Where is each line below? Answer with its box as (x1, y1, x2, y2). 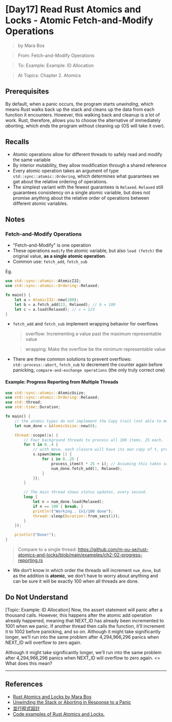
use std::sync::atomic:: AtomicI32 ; (5, 278, 81, 283)
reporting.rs (17, 557, 43, 563)
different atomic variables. (12, 200, 68, 206)
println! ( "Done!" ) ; (14, 533, 56, 538)
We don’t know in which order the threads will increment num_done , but (12, 567, 161, 574)
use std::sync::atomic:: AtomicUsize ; (5, 390, 86, 395)
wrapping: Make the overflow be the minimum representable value (25, 346, 166, 352)
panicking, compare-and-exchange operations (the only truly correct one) (12, 367, 165, 373)
